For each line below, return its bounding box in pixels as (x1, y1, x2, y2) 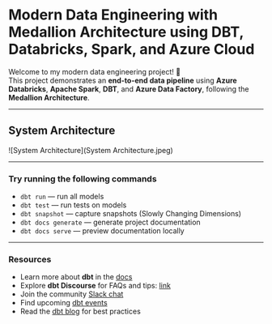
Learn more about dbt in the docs (19, 272, 133, 282)
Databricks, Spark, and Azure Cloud (8, 40, 255, 58)
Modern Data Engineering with (8, 6, 219, 24)
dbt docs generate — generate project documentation (19, 217, 201, 228)
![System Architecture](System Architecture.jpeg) (8, 145, 174, 155)
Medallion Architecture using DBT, (8, 23, 244, 41)
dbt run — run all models (19, 192, 104, 202)
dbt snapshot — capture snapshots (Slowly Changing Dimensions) (19, 209, 241, 219)
